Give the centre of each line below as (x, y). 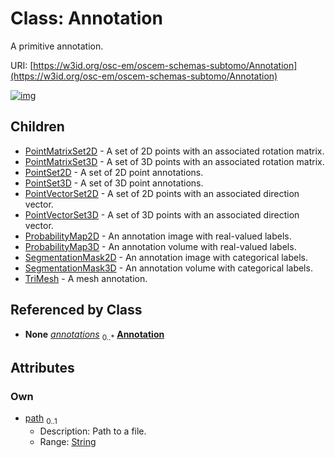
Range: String (68, 441)
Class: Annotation (86, 18)
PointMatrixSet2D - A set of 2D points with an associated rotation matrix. (174, 151)
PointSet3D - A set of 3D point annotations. (114, 183)
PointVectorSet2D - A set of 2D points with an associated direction (162, 193)
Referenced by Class (76, 310)
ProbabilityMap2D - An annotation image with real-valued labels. (158, 236)
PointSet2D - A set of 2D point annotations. (114, 172)
